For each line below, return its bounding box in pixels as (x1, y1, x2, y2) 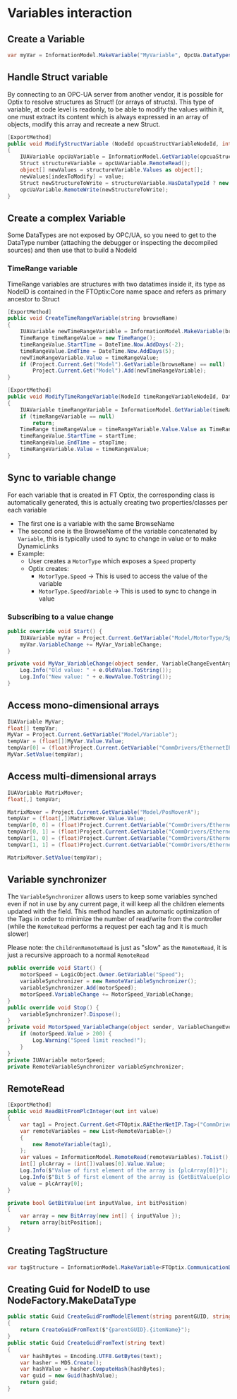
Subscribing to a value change (7, 612, 114, 622)
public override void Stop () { (7, 1004, 99, 1011)
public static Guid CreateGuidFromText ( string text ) (7, 1339, 166, 1346)
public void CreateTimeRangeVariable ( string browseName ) (7, 315, 178, 322)
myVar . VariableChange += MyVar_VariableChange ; (20, 641, 162, 648)
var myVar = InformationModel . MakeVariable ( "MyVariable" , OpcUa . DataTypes (7, 52, 232, 59)
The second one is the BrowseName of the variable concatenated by (17, 527, 218, 535)
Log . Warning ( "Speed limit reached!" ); (32, 1037, 147, 1044)
